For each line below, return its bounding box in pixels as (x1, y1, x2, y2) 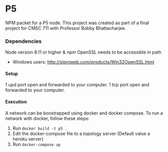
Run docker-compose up (12, 141, 61, 147)
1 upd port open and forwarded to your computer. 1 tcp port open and (5, 82, 150, 88)
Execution (5, 99, 27, 105)
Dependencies (5, 37, 42, 44)
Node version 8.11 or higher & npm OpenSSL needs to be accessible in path (5, 49, 161, 56)
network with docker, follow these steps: (5, 115, 90, 121)
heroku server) (12, 136, 44, 142)
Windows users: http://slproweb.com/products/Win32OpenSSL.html (12, 59, 155, 65)
